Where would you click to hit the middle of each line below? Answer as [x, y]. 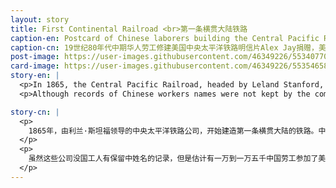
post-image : [35, 57]
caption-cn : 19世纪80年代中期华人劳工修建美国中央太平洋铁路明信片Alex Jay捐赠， [164, 47]
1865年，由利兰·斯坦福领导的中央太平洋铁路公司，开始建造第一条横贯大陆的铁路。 [173, 131]
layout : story [40, 19]
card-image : [35, 66]
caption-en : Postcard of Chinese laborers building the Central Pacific [165, 38]
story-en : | [35, 76]
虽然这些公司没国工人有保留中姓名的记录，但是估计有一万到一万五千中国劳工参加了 [173, 159]
